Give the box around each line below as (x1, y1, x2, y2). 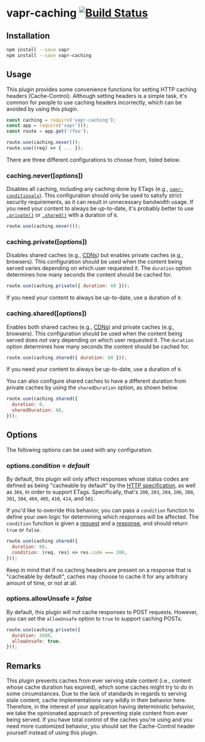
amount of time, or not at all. (6, 579, 78, 586)
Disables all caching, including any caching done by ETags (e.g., (6, 185, 168, 193)
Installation (6, 31, 50, 41)
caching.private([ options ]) (6, 238, 88, 246)
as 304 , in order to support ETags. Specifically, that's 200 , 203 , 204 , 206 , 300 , (6, 489, 195, 496)
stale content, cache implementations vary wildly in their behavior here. (6, 697, 187, 704)
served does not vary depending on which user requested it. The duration (6, 336, 194, 343)
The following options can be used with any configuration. (6, 446, 153, 453)
